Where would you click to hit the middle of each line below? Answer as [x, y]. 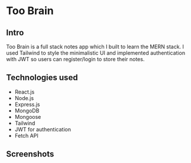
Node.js [24, 98]
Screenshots [30, 154]
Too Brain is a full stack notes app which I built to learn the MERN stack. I [95, 46]
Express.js [27, 104]
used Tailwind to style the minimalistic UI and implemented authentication [96, 53]
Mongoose [28, 117]
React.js [25, 92]
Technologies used [42, 78]
